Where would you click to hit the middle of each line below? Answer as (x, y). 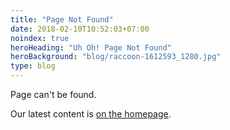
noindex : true (40, 38)
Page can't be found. (53, 94)
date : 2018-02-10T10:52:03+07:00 (80, 29)
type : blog (33, 66)
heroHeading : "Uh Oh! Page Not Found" (91, 47)
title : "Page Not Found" (62, 19)
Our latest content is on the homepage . (91, 114)
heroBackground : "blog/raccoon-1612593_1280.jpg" (116, 57)
